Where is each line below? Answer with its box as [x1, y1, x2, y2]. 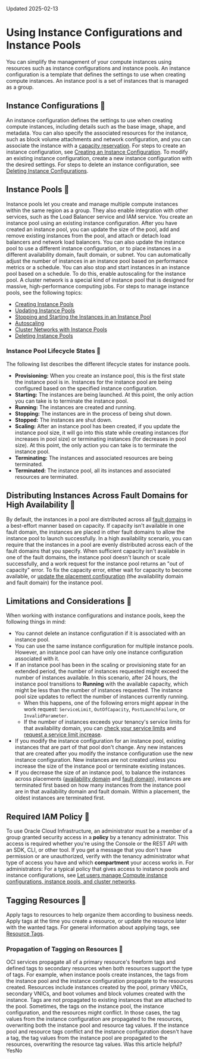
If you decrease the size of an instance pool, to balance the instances [14, 769, 186, 776]
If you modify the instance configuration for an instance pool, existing [14, 737, 186, 745]
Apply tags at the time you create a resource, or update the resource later [6, 917, 187, 925]
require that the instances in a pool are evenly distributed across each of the [6, 541, 193, 548]
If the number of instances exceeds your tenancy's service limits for [23, 718, 191, 725]
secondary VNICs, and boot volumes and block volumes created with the [6, 990, 186, 997]
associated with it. [14, 655, 60, 662]
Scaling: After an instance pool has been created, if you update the [14, 422, 180, 429]
